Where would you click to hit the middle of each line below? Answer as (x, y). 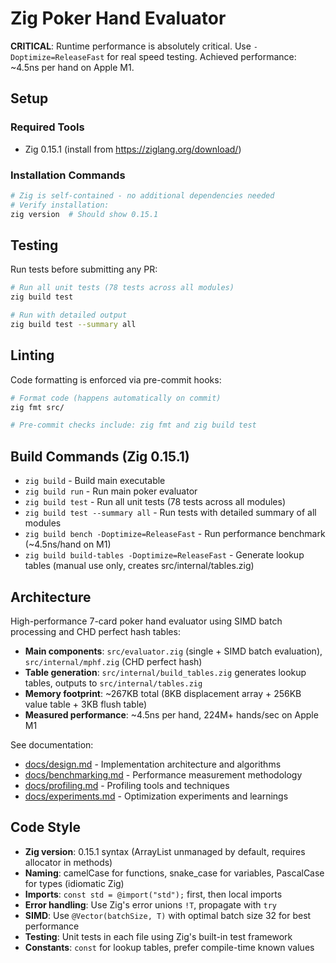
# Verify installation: (60, 205)
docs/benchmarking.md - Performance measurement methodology (163, 774)
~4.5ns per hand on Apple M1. (72, 67)
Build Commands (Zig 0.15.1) (100, 456)
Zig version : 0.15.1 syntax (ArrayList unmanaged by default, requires (165, 851)
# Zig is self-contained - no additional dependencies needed (142, 195)
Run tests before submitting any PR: (84, 269)
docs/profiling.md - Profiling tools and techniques (127, 785)
